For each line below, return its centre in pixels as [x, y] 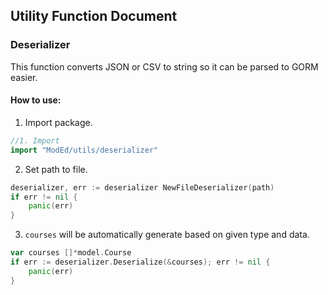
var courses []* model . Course [71, 253]
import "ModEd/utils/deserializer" [84, 150]
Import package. [58, 122]
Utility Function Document [94, 16]
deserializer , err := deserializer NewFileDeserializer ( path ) [142, 187]
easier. [24, 77]
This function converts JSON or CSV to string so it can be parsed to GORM [164, 66]
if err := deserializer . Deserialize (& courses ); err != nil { [140, 262]
